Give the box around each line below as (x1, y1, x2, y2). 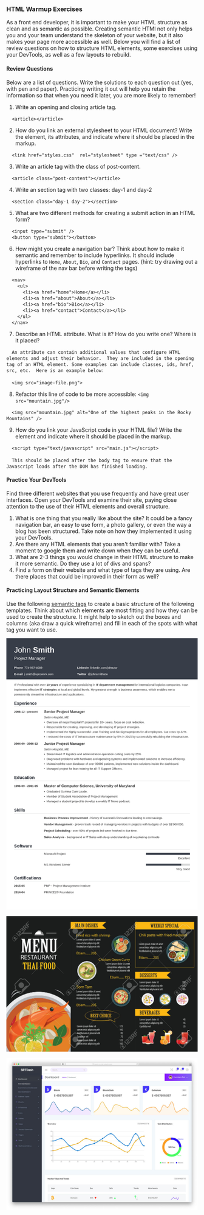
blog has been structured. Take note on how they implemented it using (15, 527, 192, 535)
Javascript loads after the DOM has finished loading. (6, 463, 148, 470)
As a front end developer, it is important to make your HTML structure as (6, 19, 188, 26)
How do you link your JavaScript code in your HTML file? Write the (15, 426, 182, 434)
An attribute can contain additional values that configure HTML (12, 349, 181, 355)
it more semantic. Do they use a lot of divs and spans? (15, 560, 151, 567)
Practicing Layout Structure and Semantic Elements (6, 586, 140, 594)
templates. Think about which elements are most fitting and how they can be (6, 607, 198, 614)
